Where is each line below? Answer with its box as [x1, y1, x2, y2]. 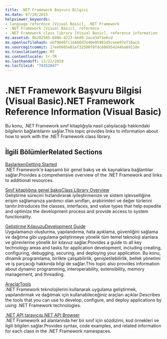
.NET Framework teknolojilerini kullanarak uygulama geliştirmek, [5, 286, 137, 292]
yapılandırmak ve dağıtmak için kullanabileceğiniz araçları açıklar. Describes [5, 291, 160, 297]
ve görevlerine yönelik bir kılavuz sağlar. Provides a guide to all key [5, 239, 142, 245]
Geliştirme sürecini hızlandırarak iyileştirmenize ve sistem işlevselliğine [5, 192, 151, 198]
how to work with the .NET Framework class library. [5, 133, 111, 139]
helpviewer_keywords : [5, 17, 50, 22]
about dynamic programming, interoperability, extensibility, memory [5, 266, 145, 272]
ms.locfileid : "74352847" [5, 63, 59, 68]
